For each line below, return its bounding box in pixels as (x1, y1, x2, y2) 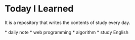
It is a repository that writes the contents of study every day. (5, 19, 130, 25)
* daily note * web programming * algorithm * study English (5, 29, 128, 35)
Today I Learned (5, 3, 74, 14)
